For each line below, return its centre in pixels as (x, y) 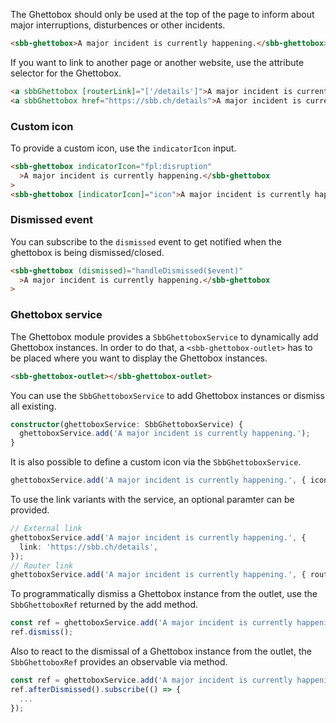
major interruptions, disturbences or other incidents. (118, 25)
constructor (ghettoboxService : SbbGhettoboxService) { (127, 424)
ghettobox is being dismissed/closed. (87, 252)
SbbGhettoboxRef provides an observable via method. (119, 662)
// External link (46, 529)
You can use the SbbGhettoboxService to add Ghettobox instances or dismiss (167, 395)
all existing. (33, 406)
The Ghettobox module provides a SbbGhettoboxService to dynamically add (164, 336)
